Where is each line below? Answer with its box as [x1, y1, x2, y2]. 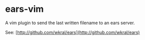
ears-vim [5, 3, 44, 15]
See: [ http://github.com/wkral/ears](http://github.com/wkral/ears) [5, 29, 140, 35]
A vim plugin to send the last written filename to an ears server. [5, 20, 135, 26]
